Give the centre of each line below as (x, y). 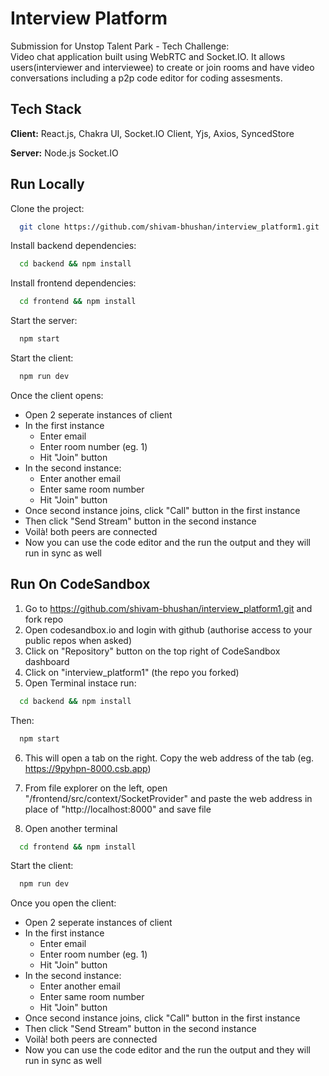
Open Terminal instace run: (80, 683)
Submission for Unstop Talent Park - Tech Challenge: (120, 46)
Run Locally (47, 184)
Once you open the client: (63, 903)
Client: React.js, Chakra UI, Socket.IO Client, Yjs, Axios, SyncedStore (152, 133)
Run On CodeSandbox (80, 584)
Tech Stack (46, 109)
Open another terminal (71, 828)
